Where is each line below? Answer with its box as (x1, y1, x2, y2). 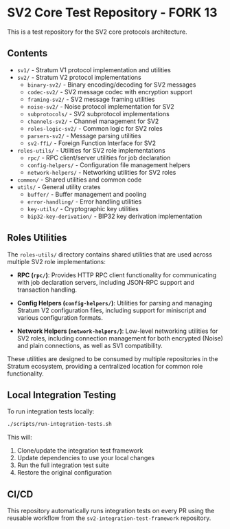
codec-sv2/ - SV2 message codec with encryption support (27, 87, 193, 96)
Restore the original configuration (16, 468, 112, 477)
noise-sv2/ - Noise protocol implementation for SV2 (27, 102, 175, 111)
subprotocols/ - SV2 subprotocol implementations (27, 109, 170, 118)
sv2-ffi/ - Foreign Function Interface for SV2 (27, 139, 157, 147)
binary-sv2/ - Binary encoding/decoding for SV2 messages (27, 80, 196, 89)
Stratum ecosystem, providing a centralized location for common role (7, 362, 203, 370)
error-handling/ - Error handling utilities (27, 197, 142, 206)
